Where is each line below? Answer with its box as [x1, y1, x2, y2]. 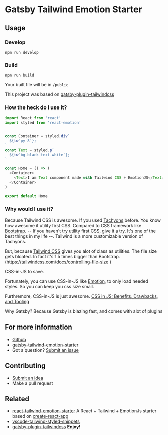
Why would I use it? [5, 205, 54, 212]
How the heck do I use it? [5, 104, 67, 111]
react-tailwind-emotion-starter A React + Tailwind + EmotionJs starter [12, 408, 157, 414]
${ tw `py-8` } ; [9, 138, 37, 144]
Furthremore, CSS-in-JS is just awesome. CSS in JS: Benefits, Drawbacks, [5, 293, 158, 299]
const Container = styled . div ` [5, 134, 70, 139]
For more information [5, 323, 72, 332]
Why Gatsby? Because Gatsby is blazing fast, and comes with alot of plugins [5, 308, 163, 314]
